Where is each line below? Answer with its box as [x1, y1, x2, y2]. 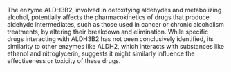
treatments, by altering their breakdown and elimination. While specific [7, 27, 209, 36]
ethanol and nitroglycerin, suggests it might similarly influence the [7, 49, 195, 58]
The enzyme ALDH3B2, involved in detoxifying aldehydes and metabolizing [7, 6, 222, 14]
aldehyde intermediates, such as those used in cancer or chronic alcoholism [7, 21, 225, 28]
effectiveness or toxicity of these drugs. [7, 57, 121, 64]
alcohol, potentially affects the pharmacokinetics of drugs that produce [7, 13, 210, 21]
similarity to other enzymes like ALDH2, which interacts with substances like [7, 43, 225, 50]
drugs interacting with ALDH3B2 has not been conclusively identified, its [7, 35, 214, 43]
